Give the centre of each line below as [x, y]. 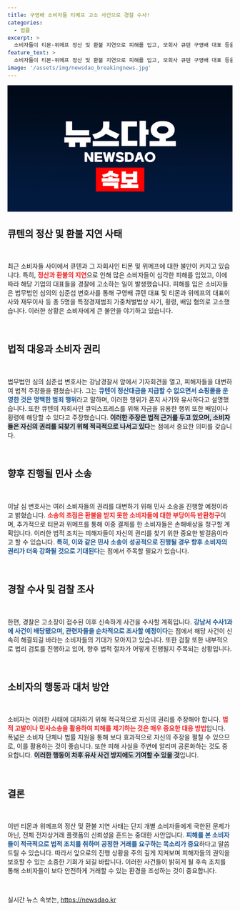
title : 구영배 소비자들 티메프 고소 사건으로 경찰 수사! [79, 15]
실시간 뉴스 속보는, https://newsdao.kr [62, 900]
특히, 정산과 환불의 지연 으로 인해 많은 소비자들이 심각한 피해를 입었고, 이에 [125, 275]
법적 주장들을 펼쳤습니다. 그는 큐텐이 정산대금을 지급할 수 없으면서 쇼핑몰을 [118, 390]
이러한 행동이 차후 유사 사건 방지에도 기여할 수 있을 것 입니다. [116, 755]
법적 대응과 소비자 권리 [54, 349]
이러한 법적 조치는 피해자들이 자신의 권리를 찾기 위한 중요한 [116, 533]
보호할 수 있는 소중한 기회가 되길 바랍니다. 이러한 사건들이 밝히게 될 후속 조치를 [117, 862]
